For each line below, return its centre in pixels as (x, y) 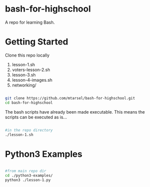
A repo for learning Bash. (30, 22)
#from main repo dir (26, 171)
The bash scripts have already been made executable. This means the (75, 112)
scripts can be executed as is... (36, 117)
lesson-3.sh (24, 75)
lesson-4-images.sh (32, 80)
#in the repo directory (29, 130)
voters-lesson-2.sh (31, 70)
